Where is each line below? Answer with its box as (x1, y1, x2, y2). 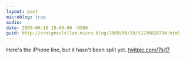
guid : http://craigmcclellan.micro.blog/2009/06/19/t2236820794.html (6, 30, 181, 36)
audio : (6, 19, 22, 25)
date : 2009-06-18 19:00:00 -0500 (6, 25, 88, 31)
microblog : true (6, 14, 46, 20)
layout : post (6, 8, 38, 15)
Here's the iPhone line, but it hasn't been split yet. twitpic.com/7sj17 (6, 46, 170, 53)
